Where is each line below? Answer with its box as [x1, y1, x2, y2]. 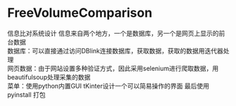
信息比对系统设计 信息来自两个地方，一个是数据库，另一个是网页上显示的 [7, 29, 219, 37]
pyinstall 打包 [7, 90, 46, 99]
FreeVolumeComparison [7, 5, 153, 21]
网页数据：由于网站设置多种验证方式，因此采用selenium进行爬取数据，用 [7, 64, 219, 72]
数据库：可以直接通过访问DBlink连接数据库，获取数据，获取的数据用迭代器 [7, 46, 223, 55]
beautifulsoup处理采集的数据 [7, 72, 91, 81]
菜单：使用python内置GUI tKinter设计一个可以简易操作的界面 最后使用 [7, 81, 210, 90]
